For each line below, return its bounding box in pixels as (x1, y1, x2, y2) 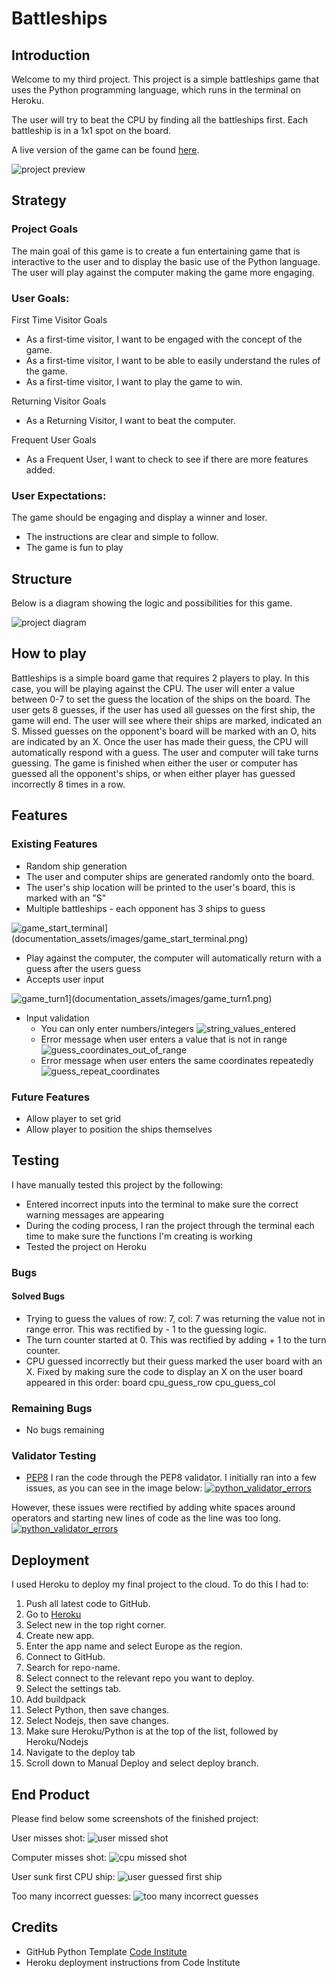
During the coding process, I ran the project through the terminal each (25, 1219, 315, 1231)
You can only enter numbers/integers (40, 1022, 194, 1034)
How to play (11, 645, 87, 662)
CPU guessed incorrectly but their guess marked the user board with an (25, 1355, 323, 1367)
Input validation (25, 1012, 90, 1024)
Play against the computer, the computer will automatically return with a (25, 952, 322, 964)
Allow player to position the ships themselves (25, 1123, 213, 1135)
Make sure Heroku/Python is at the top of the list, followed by (25, 1725, 279, 1737)
